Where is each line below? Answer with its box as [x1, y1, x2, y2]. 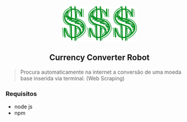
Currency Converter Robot [49, 52, 150, 62]
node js [14, 103, 33, 110]
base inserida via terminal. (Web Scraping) [20, 74, 125, 82]
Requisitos [5, 89, 37, 98]
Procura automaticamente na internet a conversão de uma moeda [20, 68, 182, 76]
